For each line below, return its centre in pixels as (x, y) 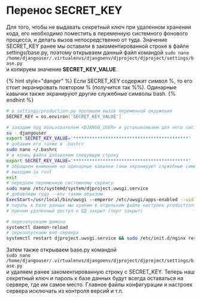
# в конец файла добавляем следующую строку (63, 155)
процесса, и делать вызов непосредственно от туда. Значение (87, 40)
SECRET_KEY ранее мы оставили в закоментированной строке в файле (98, 46)
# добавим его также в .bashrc (45, 144)
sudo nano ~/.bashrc (32, 150)
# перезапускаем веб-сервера (42, 233)
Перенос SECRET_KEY (64, 10)
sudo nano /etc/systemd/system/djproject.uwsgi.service (77, 189)
